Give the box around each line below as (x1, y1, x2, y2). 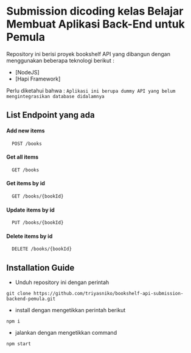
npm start (6, 341, 32, 347)
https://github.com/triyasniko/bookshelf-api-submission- (33, 291, 184, 297)
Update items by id (6, 206, 55, 213)
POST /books (12, 140, 43, 147)
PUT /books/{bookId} (12, 219, 64, 226)
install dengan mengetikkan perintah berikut (15, 307, 126, 314)
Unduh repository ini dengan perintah (15, 279, 109, 286)
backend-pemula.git (6, 296, 56, 302)
